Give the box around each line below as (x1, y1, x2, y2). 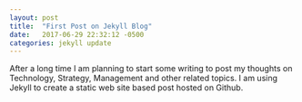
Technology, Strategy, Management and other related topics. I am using (9, 73, 278, 84)
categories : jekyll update (9, 38, 112, 48)
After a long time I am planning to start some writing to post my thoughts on (9, 63, 293, 74)
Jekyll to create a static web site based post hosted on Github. (9, 82, 244, 93)
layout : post (9, 13, 59, 23)
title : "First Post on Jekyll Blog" (9, 22, 153, 31)
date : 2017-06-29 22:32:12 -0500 (9, 30, 145, 39)
